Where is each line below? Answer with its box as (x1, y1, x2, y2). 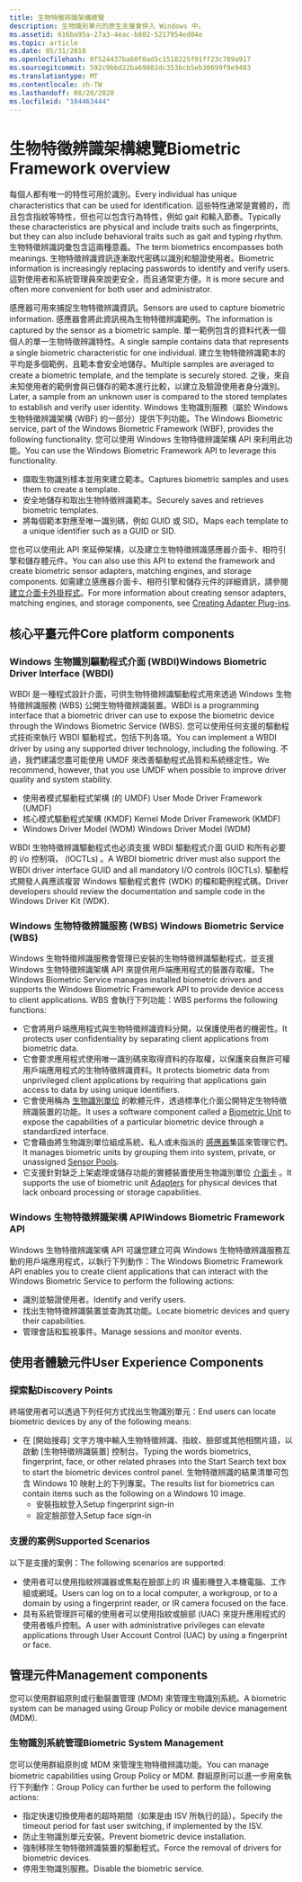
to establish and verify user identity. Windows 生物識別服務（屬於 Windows (9, 402, 289, 413)
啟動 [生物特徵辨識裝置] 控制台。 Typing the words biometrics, (22, 1446, 252, 1457)
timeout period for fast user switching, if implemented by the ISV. (22, 1820, 263, 1831)
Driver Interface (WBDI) (9, 667, 114, 679)
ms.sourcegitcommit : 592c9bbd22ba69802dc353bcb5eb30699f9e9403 (9, 64, 252, 73)
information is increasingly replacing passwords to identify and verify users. (9, 263, 290, 274)
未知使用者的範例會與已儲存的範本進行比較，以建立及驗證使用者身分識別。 (9, 381, 285, 392)
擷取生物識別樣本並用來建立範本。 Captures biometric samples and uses (22, 474, 289, 485)
